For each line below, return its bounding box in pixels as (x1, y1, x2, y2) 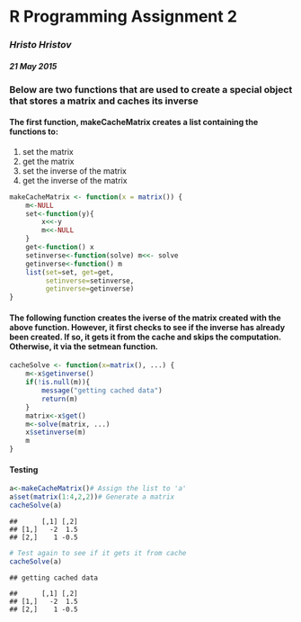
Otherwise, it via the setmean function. (9, 340, 159, 352)
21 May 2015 (9, 60, 58, 71)
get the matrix (22, 156, 75, 167)
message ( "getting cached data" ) (41, 386, 164, 395)
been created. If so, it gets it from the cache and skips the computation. (9, 331, 281, 342)
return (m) (41, 394, 78, 403)
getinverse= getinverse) (45, 284, 135, 293)
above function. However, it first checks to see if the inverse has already (9, 321, 286, 332)
